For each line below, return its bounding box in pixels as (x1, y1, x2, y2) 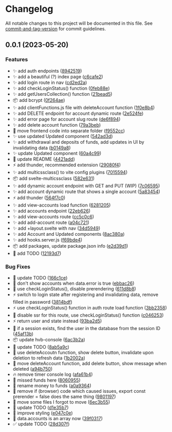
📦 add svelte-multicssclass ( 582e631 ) (12, 175, 95, 181)
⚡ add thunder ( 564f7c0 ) (12, 194, 66, 201)
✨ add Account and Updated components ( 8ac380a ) (12, 231, 125, 237)
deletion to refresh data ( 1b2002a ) (12, 355, 86, 361)
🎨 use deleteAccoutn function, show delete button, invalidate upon (12, 349, 154, 355)
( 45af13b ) (12, 331, 34, 337)
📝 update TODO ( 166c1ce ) (12, 274, 68, 281)
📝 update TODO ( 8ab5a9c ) (12, 343, 69, 350)
